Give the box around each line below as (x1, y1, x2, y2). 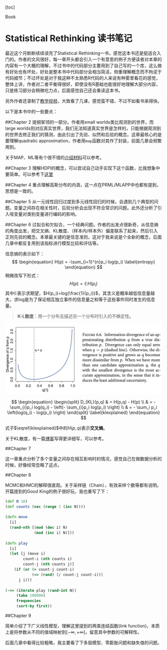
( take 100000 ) (16, 593, 46, 598)
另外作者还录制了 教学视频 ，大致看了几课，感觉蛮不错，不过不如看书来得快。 (5, 98, 162, 104)
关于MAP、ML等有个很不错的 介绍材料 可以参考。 (5, 154, 104, 161)
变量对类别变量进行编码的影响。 (13, 211, 80, 217)
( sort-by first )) (16, 604, 52, 609)
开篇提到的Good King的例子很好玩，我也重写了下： (5, 488, 110, 494)
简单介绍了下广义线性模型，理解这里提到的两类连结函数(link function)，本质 (5, 623, 160, 629)
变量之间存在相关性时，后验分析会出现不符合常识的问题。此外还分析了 (13, 205, 158, 211)
